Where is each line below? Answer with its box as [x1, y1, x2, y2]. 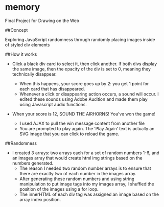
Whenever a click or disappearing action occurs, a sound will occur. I [19, 91, 159, 97]
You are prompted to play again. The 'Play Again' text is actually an [19, 125, 155, 131]
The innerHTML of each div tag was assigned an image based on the [19, 191, 159, 197]
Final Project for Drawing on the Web [5, 18, 80, 23]
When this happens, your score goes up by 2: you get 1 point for [19, 80, 149, 87]
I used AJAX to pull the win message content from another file [19, 120, 145, 126]
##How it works [5, 51, 37, 57]
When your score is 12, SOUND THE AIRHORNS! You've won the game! [12, 111, 156, 116]
